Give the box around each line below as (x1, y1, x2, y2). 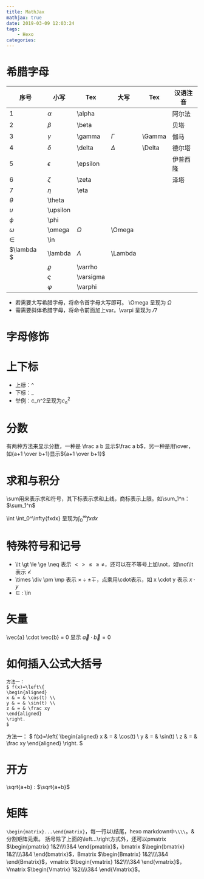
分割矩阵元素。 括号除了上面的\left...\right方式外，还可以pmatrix (6, 835, 166, 843)
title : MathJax (6, 9, 45, 15)
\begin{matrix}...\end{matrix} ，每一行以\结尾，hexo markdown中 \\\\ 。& (6, 827, 195, 835)
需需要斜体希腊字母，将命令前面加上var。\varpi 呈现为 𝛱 (15, 306, 157, 314)
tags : (6, 26, 20, 32)
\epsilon (76, 159, 100, 168)
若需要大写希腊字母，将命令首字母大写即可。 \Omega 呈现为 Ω (15, 298, 172, 306)
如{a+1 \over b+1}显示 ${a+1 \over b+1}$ (6, 450, 106, 458)
